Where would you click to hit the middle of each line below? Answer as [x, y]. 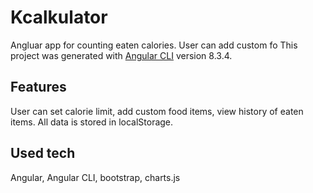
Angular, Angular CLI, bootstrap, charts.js [95, 177]
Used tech [43, 153]
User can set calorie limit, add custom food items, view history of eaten [157, 111]
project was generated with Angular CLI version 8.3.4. [121, 55]
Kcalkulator [59, 17]
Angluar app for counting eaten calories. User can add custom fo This [154, 45]
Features [38, 87]
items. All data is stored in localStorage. [92, 122]
